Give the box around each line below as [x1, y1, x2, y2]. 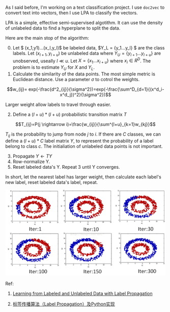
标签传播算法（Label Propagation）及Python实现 [12, 301, 116, 307]
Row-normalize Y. [12, 158, 50, 165]
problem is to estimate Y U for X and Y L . [12, 64, 95, 72]
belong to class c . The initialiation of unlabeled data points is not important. [5, 143, 163, 149]
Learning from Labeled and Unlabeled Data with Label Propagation [12, 291, 153, 297]
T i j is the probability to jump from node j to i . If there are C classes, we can [5, 131, 161, 138]
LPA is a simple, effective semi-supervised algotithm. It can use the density [5, 20, 163, 25]
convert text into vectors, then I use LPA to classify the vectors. [5, 10, 138, 16]
